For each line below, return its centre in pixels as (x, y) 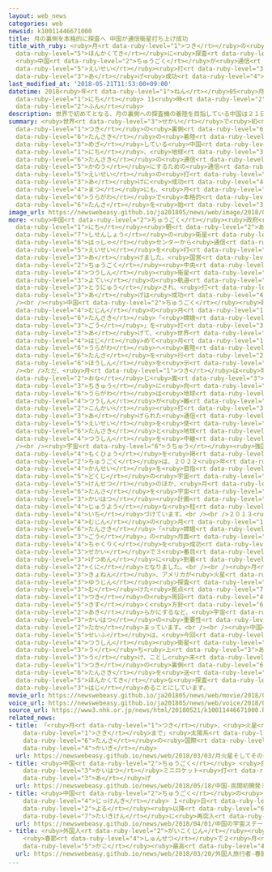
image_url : (27, 212)
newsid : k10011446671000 (50, 31)
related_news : (32, 718)
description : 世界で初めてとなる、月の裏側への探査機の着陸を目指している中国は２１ (134, 114)
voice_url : (27, 703)
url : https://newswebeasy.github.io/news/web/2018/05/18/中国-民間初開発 (138, 786)
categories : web (36, 24)
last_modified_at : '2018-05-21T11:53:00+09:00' (90, 84)
